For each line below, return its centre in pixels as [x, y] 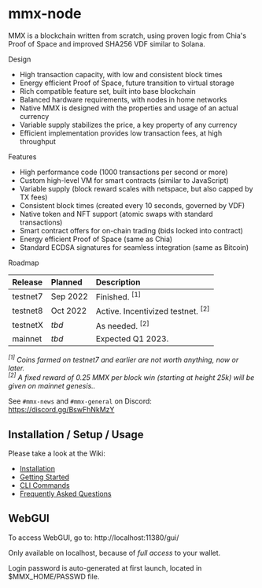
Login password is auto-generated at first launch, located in [105, 568]
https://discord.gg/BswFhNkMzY [61, 410]
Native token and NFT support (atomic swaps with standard [116, 214]
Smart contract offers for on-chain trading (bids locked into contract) [131, 230]
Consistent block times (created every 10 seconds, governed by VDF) [132, 205]
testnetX [28, 326]
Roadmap [24, 262]
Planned [66, 282]
